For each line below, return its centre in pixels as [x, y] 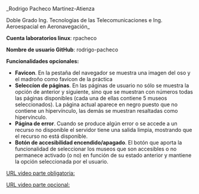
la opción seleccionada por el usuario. [62, 161]
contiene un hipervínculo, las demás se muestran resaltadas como [96, 111]
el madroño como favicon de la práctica [64, 79]
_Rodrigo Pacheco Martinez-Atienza [51, 9]
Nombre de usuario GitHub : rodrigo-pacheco [62, 50]
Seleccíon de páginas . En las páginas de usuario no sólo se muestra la [102, 85]
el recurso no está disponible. [51, 136]
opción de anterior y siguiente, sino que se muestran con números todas [104, 92]
